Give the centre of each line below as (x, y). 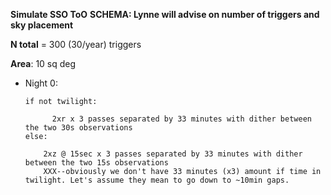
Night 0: (41, 83)
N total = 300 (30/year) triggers (76, 44)
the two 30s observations (78, 128)
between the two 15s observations (96, 163)
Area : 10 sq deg (43, 63)
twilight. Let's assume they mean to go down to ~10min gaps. (157, 180)
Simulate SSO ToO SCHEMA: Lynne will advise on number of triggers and (165, 14)
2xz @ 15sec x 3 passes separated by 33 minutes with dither (173, 154)
